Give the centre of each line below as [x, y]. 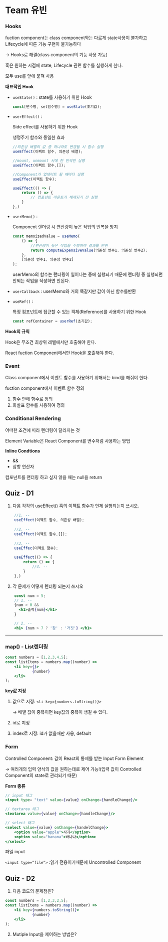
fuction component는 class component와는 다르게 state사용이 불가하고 [76, 38]
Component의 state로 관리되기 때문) [41, 775]
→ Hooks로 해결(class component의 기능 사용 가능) [56, 55]
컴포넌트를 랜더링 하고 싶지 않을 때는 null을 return [54, 477]
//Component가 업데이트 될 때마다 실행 [48, 174]
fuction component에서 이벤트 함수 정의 [45, 388]
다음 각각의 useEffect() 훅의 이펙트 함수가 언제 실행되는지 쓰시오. [76, 506]
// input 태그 [19, 796]
